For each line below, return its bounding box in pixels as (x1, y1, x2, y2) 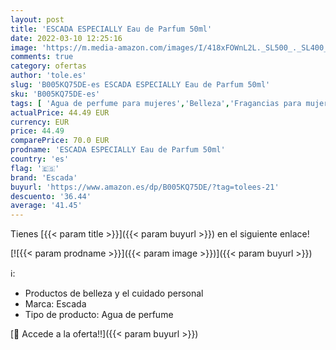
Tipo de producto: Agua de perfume (24, 309, 174, 321)
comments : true (10, 52, 74, 62)
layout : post (10, 14, 65, 25)
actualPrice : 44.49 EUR (10, 107, 110, 118)
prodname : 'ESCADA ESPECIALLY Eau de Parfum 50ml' (10, 145, 226, 155)
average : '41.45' (10, 201, 83, 211)
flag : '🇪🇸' (10, 163, 60, 173)
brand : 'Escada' (10, 172, 78, 183)
